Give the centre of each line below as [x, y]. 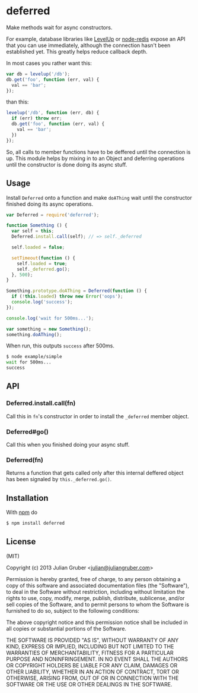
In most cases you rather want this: [49, 63]
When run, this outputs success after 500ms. [60, 346]
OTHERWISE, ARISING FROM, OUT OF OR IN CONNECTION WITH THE [92, 678]
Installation [27, 498]
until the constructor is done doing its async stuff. [67, 164]
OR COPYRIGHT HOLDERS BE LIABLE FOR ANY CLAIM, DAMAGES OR [92, 665]
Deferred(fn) [25, 460]
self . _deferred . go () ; [43, 269]
